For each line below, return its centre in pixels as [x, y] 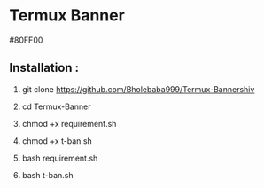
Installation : [44, 68]
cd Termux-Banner [56, 106]
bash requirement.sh [60, 158]
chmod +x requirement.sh [69, 123]
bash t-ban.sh [47, 175]
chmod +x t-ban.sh [57, 141]
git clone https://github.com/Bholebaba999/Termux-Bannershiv [138, 89]
